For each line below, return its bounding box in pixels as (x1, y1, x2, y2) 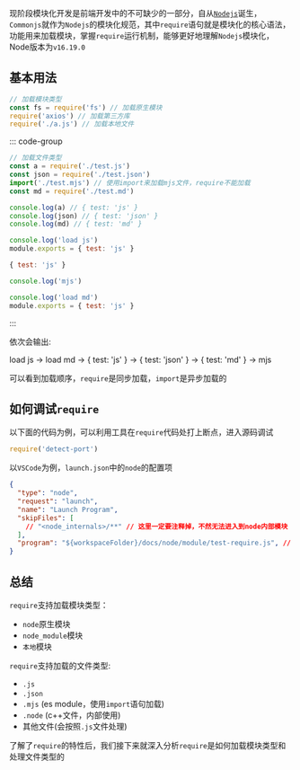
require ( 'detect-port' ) (9, 445, 99, 454)
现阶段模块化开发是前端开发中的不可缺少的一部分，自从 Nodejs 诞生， (9, 8, 262, 18)
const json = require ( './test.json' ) (9, 170, 151, 180)
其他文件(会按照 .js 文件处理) (22, 721, 128, 731)
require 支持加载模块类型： (9, 599, 110, 610)
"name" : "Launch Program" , (17, 505, 119, 514)
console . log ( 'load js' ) (9, 236, 99, 245)
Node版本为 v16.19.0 (9, 41, 85, 52)
